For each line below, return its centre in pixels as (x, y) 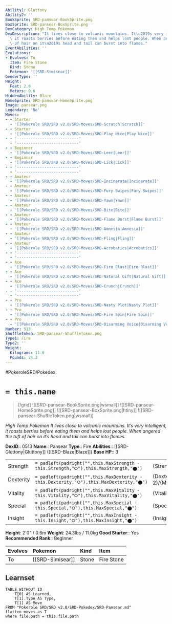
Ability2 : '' (19, 15)
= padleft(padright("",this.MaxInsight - (86, 515)
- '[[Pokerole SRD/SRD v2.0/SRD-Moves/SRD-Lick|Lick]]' (71, 162)
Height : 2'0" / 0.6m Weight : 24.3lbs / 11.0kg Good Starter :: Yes (72, 533)
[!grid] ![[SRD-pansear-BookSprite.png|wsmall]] (68, 405)
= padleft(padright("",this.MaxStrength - (87, 463)
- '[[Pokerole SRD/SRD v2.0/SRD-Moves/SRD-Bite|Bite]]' (71, 210)
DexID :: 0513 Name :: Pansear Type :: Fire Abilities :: (59, 446)
